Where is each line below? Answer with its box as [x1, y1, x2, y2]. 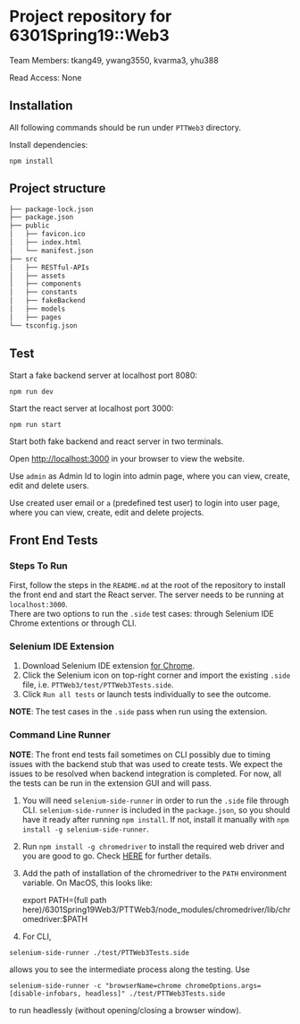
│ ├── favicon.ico [9, 230, 87, 239]
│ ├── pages [9, 312, 62, 321]
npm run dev [9, 387, 54, 396]
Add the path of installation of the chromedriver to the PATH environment [21, 867, 287, 878]
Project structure [9, 181, 106, 196]
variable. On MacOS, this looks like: [21, 877, 154, 888]
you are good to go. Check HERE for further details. [21, 850, 212, 861]
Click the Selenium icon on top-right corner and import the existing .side [21, 670, 291, 681]
